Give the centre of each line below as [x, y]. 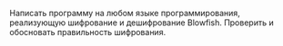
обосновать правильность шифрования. [88, 32]
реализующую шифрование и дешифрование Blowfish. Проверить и [142, 23]
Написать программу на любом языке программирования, [125, 13]
